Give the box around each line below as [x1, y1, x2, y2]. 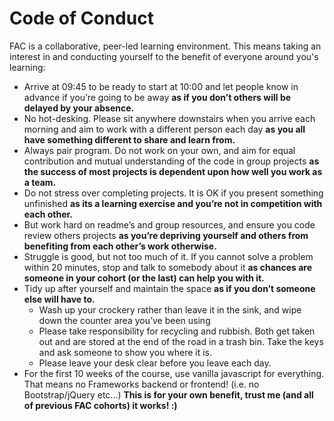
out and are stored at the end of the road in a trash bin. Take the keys [38, 335, 324, 347]
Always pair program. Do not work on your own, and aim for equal [23, 144, 296, 156]
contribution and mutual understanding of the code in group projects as [23, 155, 320, 167]
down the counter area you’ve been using [38, 314, 211, 326]
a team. [23, 176, 57, 188]
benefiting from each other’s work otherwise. [23, 240, 217, 252]
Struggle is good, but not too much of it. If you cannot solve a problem [23, 250, 314, 262]
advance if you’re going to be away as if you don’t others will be [23, 91, 292, 103]
